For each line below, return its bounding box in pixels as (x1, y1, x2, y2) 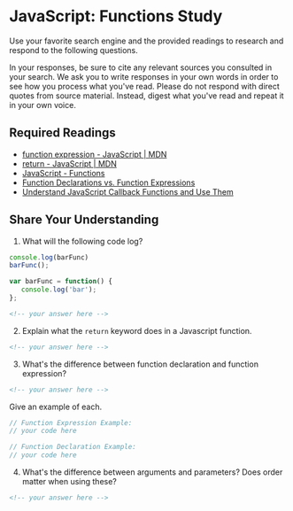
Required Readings (9, 126, 117, 141)
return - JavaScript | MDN (21, 158, 117, 169)
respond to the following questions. (9, 44, 139, 55)
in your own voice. (9, 99, 77, 110)
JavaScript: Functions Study (9, 6, 223, 27)
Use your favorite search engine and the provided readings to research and (9, 35, 284, 46)
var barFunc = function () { (9, 277, 113, 286)
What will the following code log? (21, 236, 143, 246)
